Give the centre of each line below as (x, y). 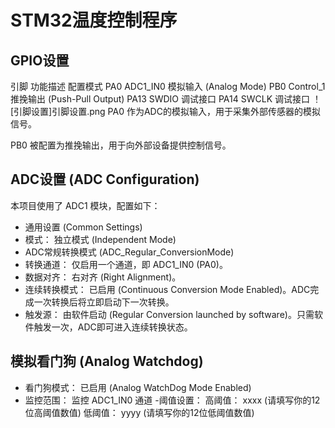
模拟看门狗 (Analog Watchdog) (107, 361)
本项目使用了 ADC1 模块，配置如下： (85, 205)
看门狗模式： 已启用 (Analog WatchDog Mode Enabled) (138, 387)
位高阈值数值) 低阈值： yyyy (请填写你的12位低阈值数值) (139, 412)
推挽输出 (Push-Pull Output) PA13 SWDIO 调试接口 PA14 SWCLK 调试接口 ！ (166, 99)
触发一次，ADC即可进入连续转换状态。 (113, 327)
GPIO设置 (40, 60)
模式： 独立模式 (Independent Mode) (100, 239)
